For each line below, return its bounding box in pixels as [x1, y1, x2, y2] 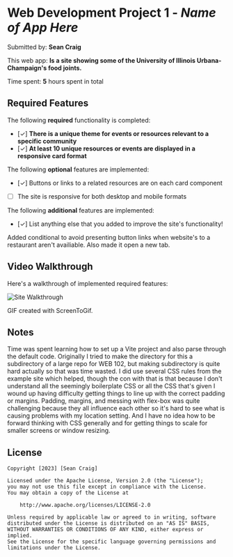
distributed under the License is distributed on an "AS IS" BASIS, [7, 520, 210, 527]
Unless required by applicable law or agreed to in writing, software [7, 514, 216, 521]
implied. [7, 532, 33, 540]
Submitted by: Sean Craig [7, 43, 81, 51]
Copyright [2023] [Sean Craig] [7, 465, 98, 472]
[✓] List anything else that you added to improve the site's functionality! [17, 220, 224, 228]
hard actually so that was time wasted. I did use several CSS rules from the [7, 367, 222, 376]
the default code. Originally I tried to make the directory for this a [7, 352, 193, 360]
